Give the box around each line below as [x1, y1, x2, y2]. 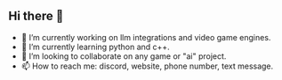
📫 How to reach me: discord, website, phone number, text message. [20, 61, 274, 71]
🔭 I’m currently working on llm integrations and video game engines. [20, 32, 271, 42]
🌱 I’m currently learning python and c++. [20, 41, 170, 52]
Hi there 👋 [8, 9, 64, 24]
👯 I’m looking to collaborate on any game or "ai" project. [20, 50, 227, 62]
